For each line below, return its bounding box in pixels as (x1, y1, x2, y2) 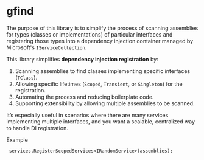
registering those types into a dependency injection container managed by (6, 37, 194, 44)
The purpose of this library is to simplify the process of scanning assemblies (6, 24, 199, 32)
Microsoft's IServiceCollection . (6, 44, 87, 51)
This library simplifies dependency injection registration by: (6, 55, 158, 63)
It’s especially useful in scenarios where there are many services (6, 111, 169, 119)
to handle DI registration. (6, 124, 68, 131)
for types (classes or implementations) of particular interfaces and (6, 30, 173, 38)
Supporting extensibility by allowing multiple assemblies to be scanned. (15, 99, 195, 107)
